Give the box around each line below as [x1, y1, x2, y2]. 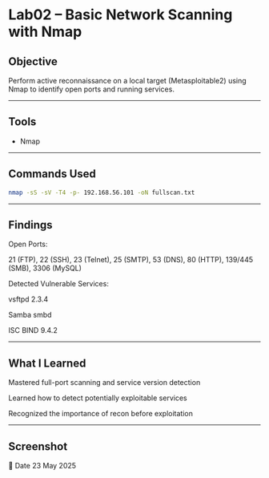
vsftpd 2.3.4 [8, 294, 49, 304]
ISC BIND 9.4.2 [8, 326, 58, 335]
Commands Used [8, 167, 96, 181]
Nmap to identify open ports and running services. [8, 84, 175, 94]
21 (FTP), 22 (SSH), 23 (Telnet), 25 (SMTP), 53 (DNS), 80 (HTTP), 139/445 [8, 255, 254, 265]
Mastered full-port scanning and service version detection [8, 378, 201, 387]
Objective [8, 55, 58, 68]
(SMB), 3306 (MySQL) [8, 263, 82, 273]
